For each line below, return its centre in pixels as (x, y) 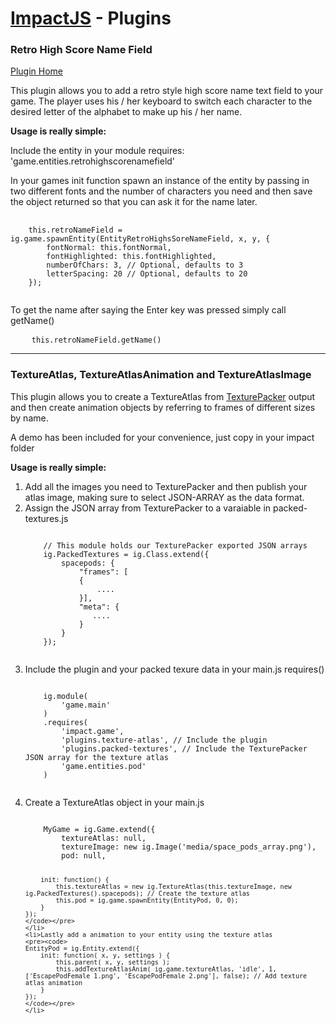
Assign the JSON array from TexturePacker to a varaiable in (148, 508)
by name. (29, 418)
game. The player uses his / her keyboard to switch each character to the (161, 101)
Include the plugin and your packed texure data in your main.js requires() (174, 669)
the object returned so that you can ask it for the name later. (134, 202)
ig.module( (66, 696)
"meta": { (99, 607)
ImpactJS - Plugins (91, 18)
